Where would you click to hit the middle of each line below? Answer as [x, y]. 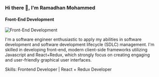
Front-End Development [30, 19]
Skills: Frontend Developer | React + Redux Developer [58, 69]
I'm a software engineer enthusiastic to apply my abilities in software [73, 39]
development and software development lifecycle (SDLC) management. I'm [80, 45]
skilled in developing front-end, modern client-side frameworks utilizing [76, 50]
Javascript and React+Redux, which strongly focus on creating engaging [78, 55]
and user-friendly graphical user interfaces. [48, 60]
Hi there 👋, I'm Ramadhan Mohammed [50, 8]
